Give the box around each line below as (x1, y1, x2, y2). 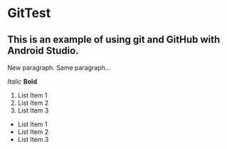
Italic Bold (7, 77, 38, 86)
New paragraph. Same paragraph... (7, 63, 111, 72)
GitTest (7, 5, 51, 21)
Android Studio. (7, 44, 80, 56)
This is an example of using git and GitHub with (7, 34, 221, 46)
